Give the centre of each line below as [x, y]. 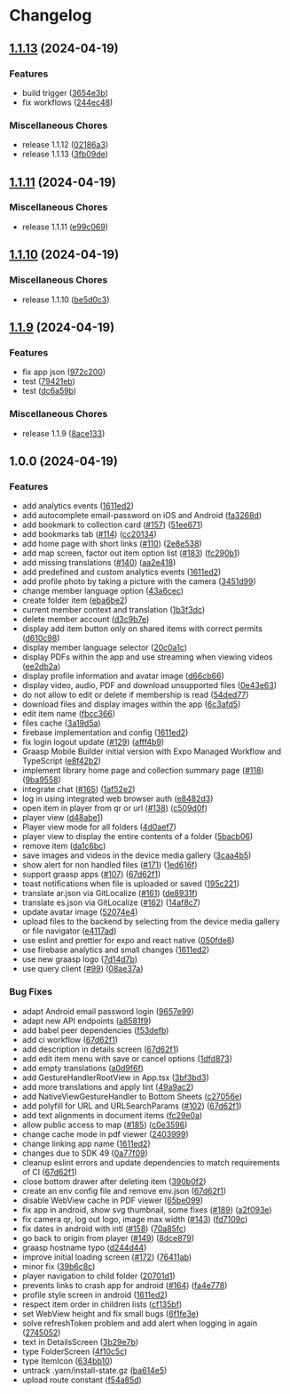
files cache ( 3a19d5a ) [61, 723]
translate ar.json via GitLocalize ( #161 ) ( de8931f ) [110, 893]
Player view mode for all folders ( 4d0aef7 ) [99, 827]
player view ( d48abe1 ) [63, 818]
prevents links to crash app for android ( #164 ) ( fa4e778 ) [125, 1285]
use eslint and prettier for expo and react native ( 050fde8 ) [128, 941]
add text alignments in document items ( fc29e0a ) [112, 1115]
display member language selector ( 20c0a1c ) [105, 648]
